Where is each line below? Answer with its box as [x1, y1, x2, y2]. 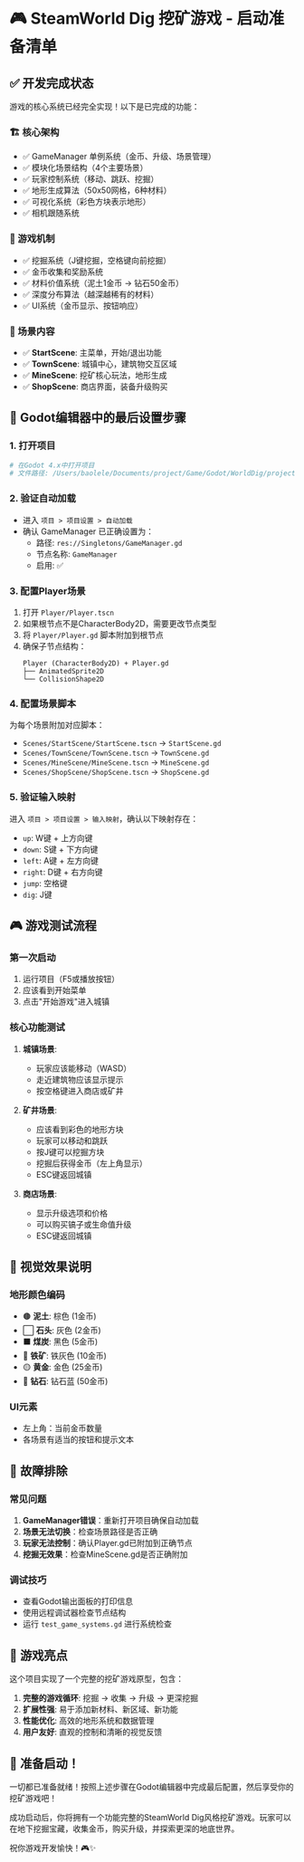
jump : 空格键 [22, 877, 68, 888]
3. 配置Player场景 [9, 585, 86, 597]
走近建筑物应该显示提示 [35, 1074, 124, 1084]
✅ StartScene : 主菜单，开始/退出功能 [22, 347, 163, 358]
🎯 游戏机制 [9, 233, 56, 245]
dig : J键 [22, 889, 52, 900]
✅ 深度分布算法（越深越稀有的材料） [22, 289, 159, 300]
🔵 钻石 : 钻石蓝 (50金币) [22, 1376, 109, 1387]
